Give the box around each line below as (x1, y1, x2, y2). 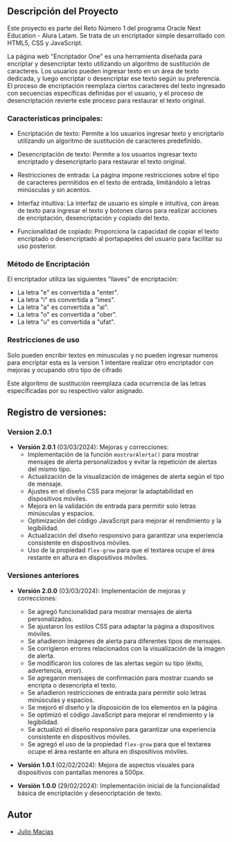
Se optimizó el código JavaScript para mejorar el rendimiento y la (27, 710, 215, 719)
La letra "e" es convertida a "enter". (17, 288, 119, 297)
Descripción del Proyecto (7, 6, 119, 17)
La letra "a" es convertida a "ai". (17, 303, 109, 311)
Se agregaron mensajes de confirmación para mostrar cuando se (27, 674, 214, 682)
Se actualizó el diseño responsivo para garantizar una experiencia (27, 725, 216, 733)
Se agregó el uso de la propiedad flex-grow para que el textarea (27, 739, 211, 748)
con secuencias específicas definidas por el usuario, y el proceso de (7, 89, 204, 97)
